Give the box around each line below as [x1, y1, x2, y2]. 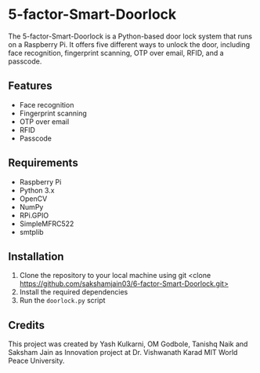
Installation [8, 250, 64, 263]
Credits [8, 318, 45, 331]
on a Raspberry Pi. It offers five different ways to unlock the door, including [8, 39, 251, 49]
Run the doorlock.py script [19, 296, 106, 305]
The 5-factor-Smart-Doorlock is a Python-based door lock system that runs [8, 31, 253, 41]
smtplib [19, 227, 44, 236]
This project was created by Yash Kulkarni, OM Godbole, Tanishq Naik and [8, 339, 248, 349]
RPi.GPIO [19, 210, 49, 220]
